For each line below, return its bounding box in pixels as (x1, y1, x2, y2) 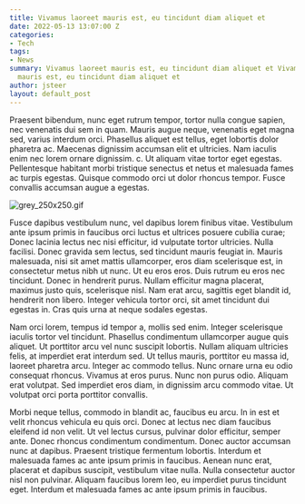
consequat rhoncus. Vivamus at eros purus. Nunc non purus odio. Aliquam (9, 370, 289, 380)
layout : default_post (9, 89, 92, 98)
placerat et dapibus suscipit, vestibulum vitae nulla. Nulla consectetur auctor (9, 464, 296, 475)
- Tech (9, 38, 34, 48)
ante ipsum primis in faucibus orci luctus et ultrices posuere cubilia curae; (9, 226, 286, 237)
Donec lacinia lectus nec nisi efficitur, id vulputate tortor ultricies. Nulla (9, 236, 274, 247)
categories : (9, 30, 54, 39)
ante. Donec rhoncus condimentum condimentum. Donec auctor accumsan (9, 435, 291, 446)
